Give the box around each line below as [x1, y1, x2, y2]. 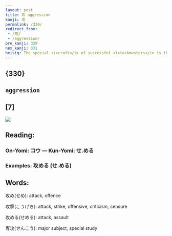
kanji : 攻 [5, 17, 26, 22]
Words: [5, 178, 29, 187]
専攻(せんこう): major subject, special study [5, 225, 98, 231]
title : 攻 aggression [5, 12, 51, 17]
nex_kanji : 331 [5, 46, 38, 51]
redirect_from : [5, 27, 38, 32]
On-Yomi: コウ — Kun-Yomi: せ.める [5, 147, 94, 154]
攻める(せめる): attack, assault [5, 214, 69, 221]
